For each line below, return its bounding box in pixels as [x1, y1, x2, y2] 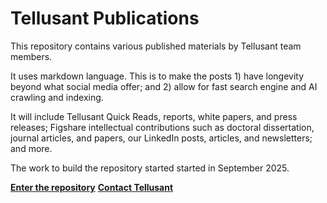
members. [10, 50, 53, 62]
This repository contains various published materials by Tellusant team [10, 40, 302, 52]
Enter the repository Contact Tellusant [10, 181, 174, 193]
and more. [10, 142, 53, 154]
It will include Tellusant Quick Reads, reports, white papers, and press [10, 110, 298, 122]
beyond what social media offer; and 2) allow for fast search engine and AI [10, 80, 318, 92]
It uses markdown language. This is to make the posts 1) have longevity [10, 70, 305, 82]
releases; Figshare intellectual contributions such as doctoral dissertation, [10, 121, 315, 133]
